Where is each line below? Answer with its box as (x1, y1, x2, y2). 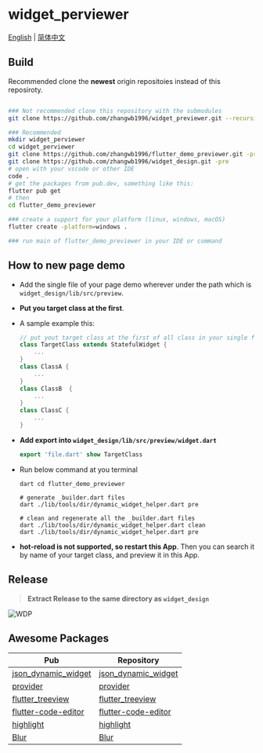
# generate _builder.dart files (19, 493, 125, 502)
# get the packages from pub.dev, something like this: (8, 179, 194, 188)
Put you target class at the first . (19, 303, 124, 313)
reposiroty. (8, 85, 43, 94)
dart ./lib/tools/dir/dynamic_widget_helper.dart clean (19, 521, 206, 529)
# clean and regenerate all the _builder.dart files (19, 514, 196, 522)
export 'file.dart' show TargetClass (19, 450, 143, 459)
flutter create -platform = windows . (8, 223, 128, 231)
